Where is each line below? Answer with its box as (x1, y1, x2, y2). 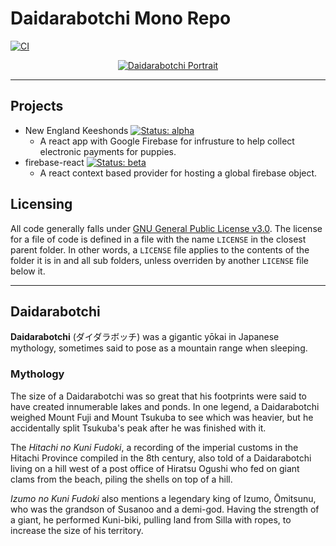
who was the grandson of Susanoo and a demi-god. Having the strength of (10, 503, 320, 515)
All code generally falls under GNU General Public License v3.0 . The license (10, 222, 323, 234)
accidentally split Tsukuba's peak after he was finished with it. (10, 422, 267, 434)
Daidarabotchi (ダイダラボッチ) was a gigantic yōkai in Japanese (10, 331, 280, 343)
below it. (10, 265, 46, 277)
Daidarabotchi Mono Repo (10, 7, 232, 30)
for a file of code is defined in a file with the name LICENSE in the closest (10, 233, 307, 245)
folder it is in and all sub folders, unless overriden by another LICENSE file (10, 254, 310, 266)
